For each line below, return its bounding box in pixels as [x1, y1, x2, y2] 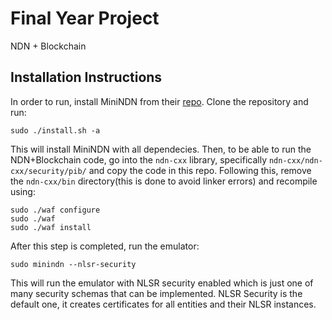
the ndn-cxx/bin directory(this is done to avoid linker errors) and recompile [10, 175, 318, 187]
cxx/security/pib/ [10, 166, 87, 176]
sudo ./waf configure [10, 205, 101, 215]
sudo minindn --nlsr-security [10, 259, 137, 269]
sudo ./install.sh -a [10, 125, 101, 136]
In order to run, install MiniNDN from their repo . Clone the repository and [10, 95, 309, 107]
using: [10, 185, 36, 197]
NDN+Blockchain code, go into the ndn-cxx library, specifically [10, 153, 267, 166]
